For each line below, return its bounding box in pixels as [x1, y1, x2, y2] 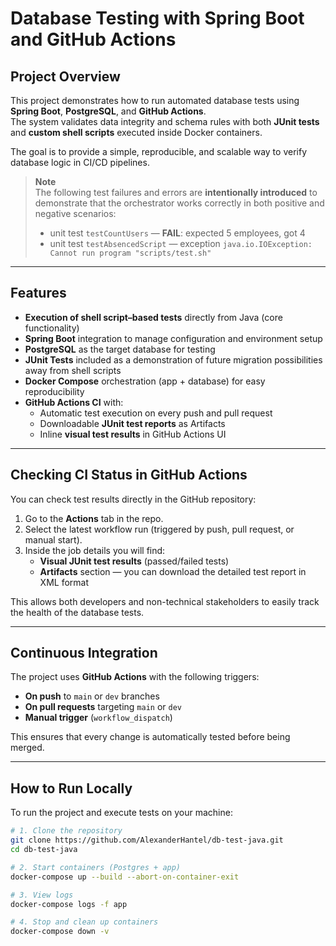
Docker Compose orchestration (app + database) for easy [24, 375, 266, 387]
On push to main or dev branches [24, 690, 160, 702]
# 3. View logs [10, 890, 74, 900]
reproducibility [24, 385, 85, 397]
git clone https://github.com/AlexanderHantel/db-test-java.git [10, 835, 284, 846]
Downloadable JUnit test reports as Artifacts [39, 417, 226, 429]
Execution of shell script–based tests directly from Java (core [24, 311, 283, 323]
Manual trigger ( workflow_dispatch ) [24, 712, 173, 724]
